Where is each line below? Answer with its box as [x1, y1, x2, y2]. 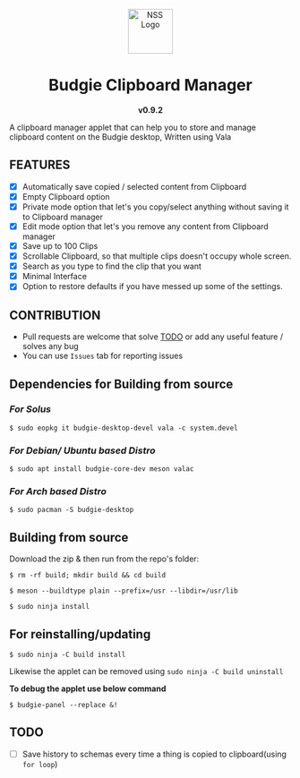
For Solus [9, 403, 52, 415]
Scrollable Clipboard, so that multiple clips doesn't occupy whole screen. [21, 251, 292, 261]
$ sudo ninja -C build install [9, 650, 126, 660]
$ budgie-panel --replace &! [9, 701, 118, 710]
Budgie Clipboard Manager [48, 75, 253, 96]
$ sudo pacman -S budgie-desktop [9, 506, 134, 515]
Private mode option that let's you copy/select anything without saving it [21, 201, 289, 212]
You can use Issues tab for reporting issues [21, 350, 184, 362]
